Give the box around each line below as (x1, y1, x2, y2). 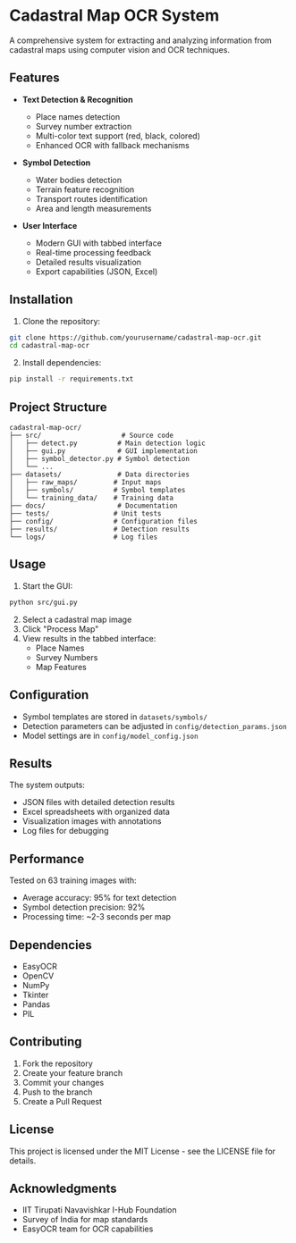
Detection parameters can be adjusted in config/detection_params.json (21, 720, 288, 731)
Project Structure (9, 399, 107, 415)
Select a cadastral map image (21, 614, 132, 625)
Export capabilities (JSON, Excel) (35, 265, 158, 277)
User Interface (21, 220, 78, 231)
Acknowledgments (9, 1180, 118, 1196)
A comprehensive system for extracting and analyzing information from (9, 35, 273, 46)
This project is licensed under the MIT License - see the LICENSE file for (9, 1146, 275, 1156)
